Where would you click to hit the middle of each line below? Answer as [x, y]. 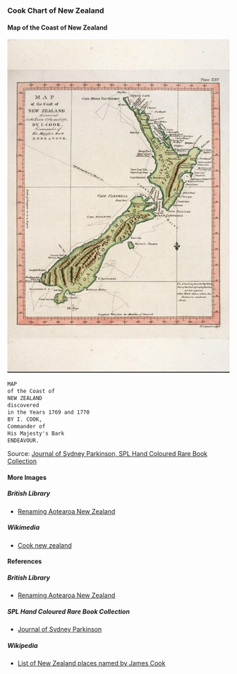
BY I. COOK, [25, 420]
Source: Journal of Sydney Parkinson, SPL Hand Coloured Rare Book [108, 454]
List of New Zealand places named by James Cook [91, 663]
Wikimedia [24, 527]
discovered [23, 405]
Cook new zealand [44, 545]
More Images [27, 477]
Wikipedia [23, 645]
